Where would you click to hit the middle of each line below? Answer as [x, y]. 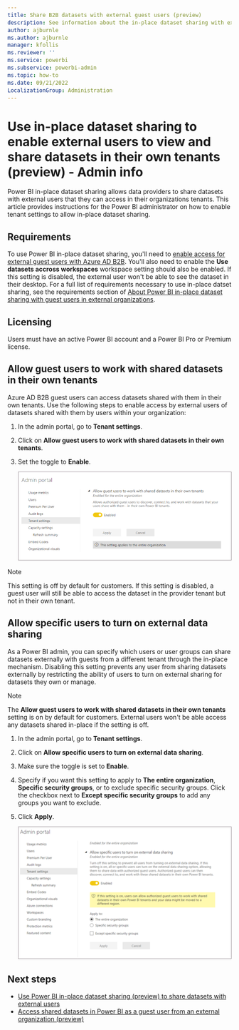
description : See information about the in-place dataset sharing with [116, 22]
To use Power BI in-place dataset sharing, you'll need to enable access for [116, 254]
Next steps [32, 979]
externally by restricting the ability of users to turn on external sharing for [115, 674]
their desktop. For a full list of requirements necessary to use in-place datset [119, 285]
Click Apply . [36, 816]
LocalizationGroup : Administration [60, 90]
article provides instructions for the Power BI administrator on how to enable [119, 207]
